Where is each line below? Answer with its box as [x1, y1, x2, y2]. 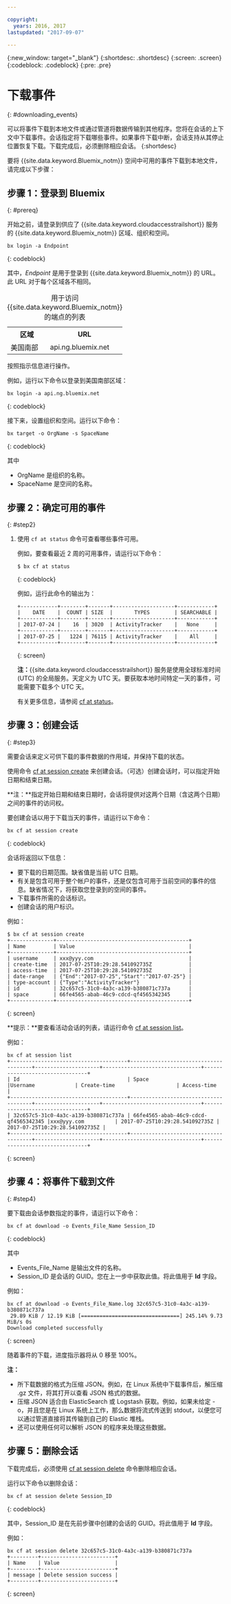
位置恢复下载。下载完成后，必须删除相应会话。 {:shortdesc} [7, 142, 177, 150]
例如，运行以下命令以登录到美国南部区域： [7, 377, 128, 385]
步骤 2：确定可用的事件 [7, 502, 106, 514]
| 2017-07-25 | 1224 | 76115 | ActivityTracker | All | [16, 633, 218, 640]
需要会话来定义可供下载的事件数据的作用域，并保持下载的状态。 [7, 752, 188, 761]
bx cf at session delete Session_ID [7, 1493, 112, 1500]
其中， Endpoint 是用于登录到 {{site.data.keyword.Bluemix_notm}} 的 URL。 [7, 269, 219, 277]
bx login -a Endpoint [7, 242, 69, 250]
